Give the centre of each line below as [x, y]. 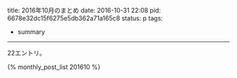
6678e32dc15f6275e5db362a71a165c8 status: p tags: [85, 18]
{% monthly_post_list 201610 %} [54, 67]
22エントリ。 [26, 53]
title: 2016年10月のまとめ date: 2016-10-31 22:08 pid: [84, 10]
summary [31, 32]
